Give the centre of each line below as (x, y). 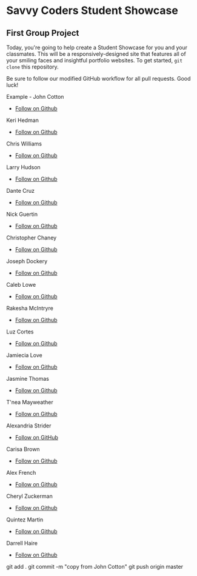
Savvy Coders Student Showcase (92, 11)
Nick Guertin (22, 214)
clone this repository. (32, 67)
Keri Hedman (23, 120)
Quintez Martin (25, 520)
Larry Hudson (23, 167)
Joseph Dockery (27, 261)
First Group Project (43, 33)
